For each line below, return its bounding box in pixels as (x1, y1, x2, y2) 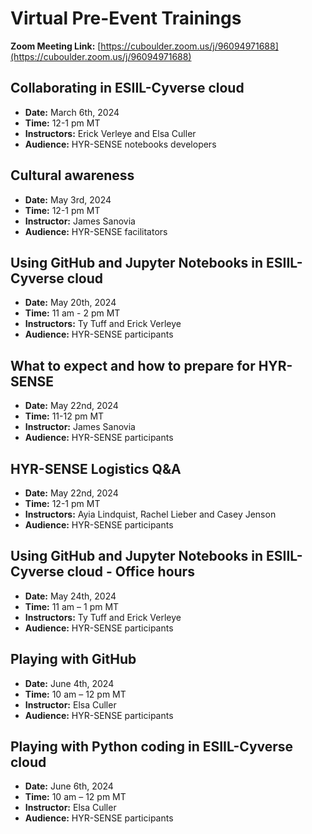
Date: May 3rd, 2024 (24, 193, 112, 206)
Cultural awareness (10, 167, 135, 184)
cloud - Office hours (66, 563, 195, 581)
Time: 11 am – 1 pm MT (24, 600, 120, 612)
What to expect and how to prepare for (10, 357, 256, 374)
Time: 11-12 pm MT (24, 410, 105, 422)
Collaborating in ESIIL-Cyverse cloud (10, 80, 245, 97)
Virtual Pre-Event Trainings (10, 7, 242, 30)
